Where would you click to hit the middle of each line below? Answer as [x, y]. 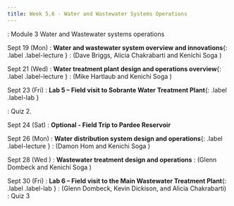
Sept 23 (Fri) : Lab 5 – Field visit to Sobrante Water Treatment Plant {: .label [117, 90]
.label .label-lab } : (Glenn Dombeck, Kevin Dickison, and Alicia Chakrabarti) [117, 188]
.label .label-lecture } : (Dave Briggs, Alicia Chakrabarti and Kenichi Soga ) [115, 55]
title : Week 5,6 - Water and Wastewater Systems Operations [98, 14]
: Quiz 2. [19, 111]
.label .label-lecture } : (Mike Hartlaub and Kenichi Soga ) [90, 76]
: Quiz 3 [19, 195]
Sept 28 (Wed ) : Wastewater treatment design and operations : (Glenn [112, 159]
